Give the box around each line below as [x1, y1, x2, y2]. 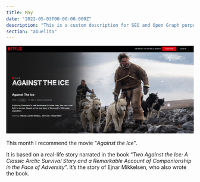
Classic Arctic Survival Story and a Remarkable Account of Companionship [6, 158, 192, 164]
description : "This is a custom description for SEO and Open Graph [6, 22, 180, 28]
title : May [6, 10, 33, 15]
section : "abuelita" [6, 29, 58, 34]
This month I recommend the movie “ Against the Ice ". [6, 140, 137, 146]
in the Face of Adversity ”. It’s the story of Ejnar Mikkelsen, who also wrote [6, 164, 187, 171]
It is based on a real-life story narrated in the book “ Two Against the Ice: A [6, 151, 189, 158]
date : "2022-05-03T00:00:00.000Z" [6, 15, 92, 22]
